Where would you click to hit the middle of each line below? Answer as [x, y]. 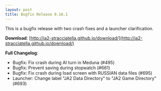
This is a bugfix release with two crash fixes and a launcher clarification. [79, 28]
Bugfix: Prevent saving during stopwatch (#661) [61, 68]
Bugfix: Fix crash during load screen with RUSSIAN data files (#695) [82, 73]
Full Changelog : [22, 53]
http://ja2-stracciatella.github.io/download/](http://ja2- [87, 38]
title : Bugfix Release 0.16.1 [37, 14]
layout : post [19, 10]
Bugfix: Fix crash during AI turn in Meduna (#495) [63, 62]
